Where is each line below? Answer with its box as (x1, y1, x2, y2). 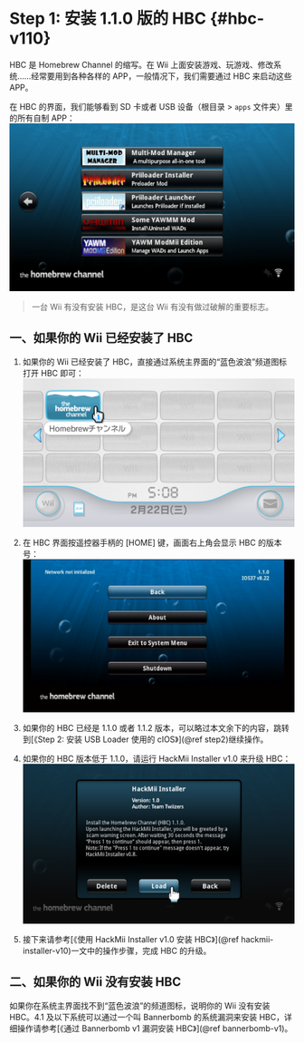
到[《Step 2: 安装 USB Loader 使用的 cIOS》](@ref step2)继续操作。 (22, 734, 269, 745)
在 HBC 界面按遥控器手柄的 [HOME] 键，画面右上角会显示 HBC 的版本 (22, 537, 282, 549)
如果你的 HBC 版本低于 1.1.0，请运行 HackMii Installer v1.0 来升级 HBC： (22, 754, 291, 765)
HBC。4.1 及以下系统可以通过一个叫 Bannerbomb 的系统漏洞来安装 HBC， (9, 1011, 285, 1022)
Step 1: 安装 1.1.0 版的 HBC (9, 8, 206, 29)
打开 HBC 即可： (22, 367, 84, 378)
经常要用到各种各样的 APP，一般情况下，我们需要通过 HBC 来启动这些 (31, 70, 292, 82)
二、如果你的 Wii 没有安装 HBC (9, 974, 182, 989)
